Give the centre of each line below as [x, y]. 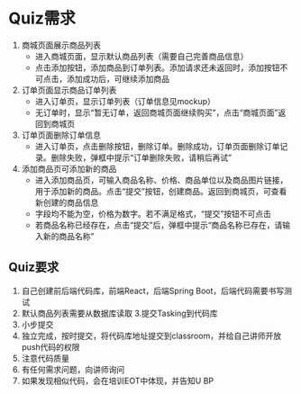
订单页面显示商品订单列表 [69, 90]
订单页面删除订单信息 [61, 135]
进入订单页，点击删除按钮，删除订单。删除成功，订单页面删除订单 [157, 146]
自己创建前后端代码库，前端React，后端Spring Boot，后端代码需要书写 [153, 291]
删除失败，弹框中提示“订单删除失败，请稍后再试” [141, 157]
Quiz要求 [34, 268]
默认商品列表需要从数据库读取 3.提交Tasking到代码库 [119, 313]
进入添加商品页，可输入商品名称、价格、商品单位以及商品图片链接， [161, 180]
